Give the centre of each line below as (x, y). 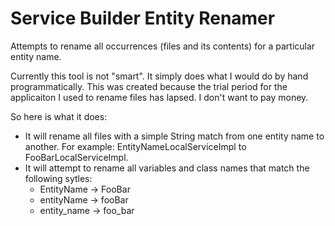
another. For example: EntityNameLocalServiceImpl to (135, 146)
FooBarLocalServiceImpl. (76, 157)
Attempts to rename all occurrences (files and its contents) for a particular (163, 46)
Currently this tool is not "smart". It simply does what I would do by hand (159, 76)
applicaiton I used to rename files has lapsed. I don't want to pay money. (159, 97)
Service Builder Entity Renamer (143, 18)
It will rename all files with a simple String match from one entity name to (174, 136)
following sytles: (58, 178)
